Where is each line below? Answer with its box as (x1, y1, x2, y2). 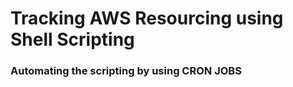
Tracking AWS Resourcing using (10, 7, 284, 30)
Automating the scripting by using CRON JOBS (10, 64, 242, 78)
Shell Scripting (10, 28, 135, 51)
